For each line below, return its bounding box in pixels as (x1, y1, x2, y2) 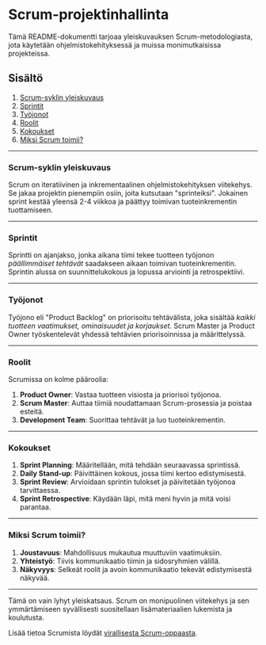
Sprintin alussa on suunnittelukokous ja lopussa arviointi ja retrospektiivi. (8, 267, 245, 277)
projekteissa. (8, 48, 50, 58)
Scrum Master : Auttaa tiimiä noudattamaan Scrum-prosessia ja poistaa (19, 398, 253, 407)
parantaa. (19, 502, 51, 512)
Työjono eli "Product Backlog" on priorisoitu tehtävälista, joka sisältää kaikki (8, 312, 256, 322)
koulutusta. (8, 613, 45, 622)
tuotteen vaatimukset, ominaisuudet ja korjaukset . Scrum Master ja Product (8, 321, 255, 330)
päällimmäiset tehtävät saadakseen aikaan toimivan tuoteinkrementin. (8, 259, 237, 269)
